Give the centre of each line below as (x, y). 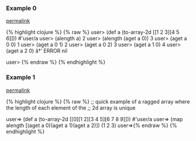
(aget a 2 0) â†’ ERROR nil (37, 51)
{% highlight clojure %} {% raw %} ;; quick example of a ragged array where (98, 101)
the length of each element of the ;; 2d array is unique (71, 108)
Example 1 (21, 77)
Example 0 (21, 8)
